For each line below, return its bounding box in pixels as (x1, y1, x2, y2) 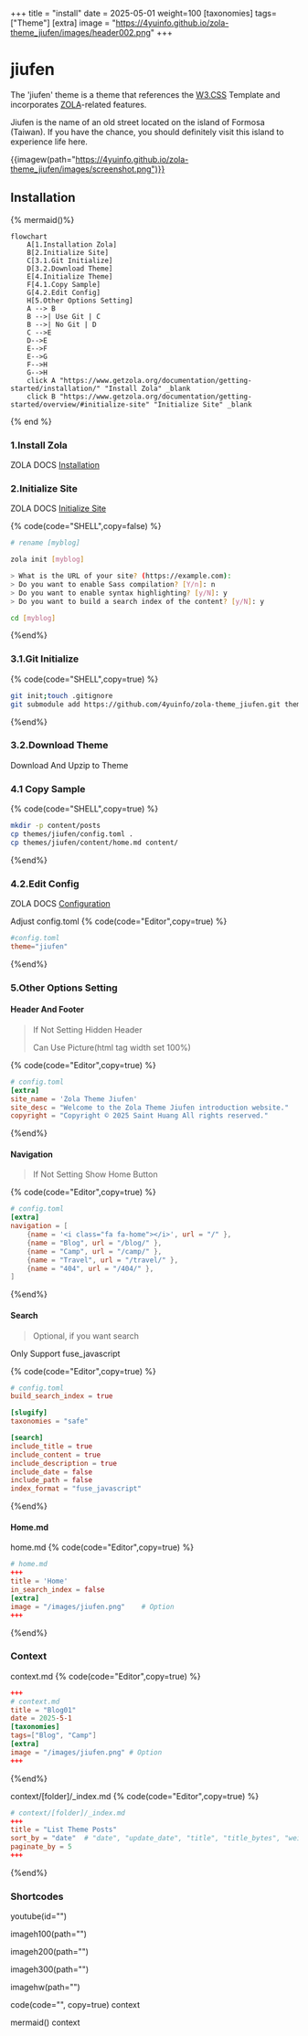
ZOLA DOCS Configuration (10, 898, 111, 909)
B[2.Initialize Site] (27, 248, 109, 257)
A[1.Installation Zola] (27, 239, 118, 249)
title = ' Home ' (10, 1576, 69, 1586)
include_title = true (10, 1441, 93, 1451)
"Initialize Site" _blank (153, 399, 252, 409)
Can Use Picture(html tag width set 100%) (32, 1042, 191, 1053)
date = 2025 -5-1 (10, 1713, 72, 1723)
